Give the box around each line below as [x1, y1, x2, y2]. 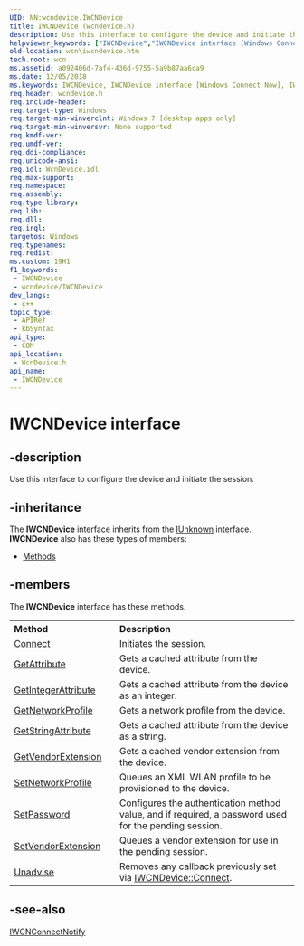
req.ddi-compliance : [9, 147, 88, 156]
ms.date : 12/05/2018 [9, 72, 88, 81]
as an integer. [119, 689, 178, 702]
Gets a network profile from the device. [119, 704, 286, 716]
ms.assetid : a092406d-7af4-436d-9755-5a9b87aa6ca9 [9, 64, 204, 73]
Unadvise [14, 866, 54, 878]
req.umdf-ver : [9, 139, 63, 148]
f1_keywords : [9, 266, 59, 275]
